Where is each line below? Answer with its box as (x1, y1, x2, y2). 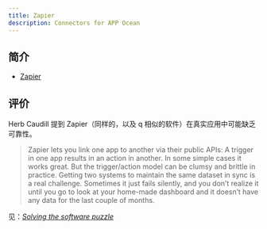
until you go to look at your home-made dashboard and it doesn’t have (27, 187, 259, 197)
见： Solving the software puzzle (8, 212, 114, 222)
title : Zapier (8, 11, 56, 20)
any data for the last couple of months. (27, 196, 155, 205)
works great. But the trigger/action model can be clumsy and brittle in (27, 162, 256, 171)
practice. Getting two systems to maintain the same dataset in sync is (27, 170, 256, 180)
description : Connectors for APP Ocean (8, 19, 141, 27)
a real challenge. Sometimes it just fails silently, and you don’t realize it (27, 179, 259, 189)
